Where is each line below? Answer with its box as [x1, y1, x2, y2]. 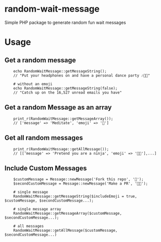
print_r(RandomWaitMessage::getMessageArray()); [13, 116, 113, 121]
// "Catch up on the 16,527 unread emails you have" [13, 90, 122, 95]
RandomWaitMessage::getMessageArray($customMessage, [13, 211, 122, 216]
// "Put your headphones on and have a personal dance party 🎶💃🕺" [13, 73, 150, 78]
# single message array [13, 207, 62, 212]
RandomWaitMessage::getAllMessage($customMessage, [13, 228, 118, 233]
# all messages [13, 224, 44, 229]
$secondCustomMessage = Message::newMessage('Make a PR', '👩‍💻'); [13, 181, 148, 186]
